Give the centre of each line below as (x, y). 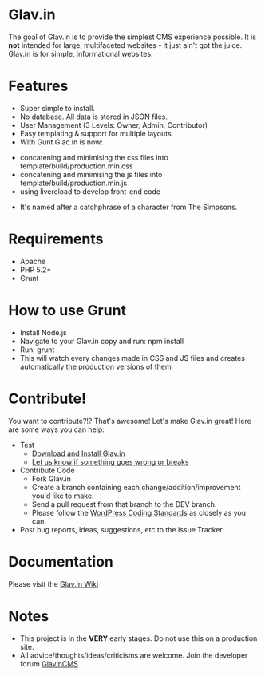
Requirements (56, 239)
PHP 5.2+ (36, 270)
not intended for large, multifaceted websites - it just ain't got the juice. (125, 45)
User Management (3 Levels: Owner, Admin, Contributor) (114, 125)
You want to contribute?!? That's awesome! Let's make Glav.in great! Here (130, 421)
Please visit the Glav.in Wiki (53, 583)
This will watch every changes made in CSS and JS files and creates (132, 358)
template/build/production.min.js (73, 183)
